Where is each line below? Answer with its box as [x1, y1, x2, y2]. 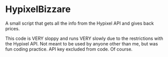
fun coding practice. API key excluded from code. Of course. [5, 46, 133, 52]
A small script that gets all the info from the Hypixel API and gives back [5, 20, 154, 26]
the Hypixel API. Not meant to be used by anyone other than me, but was [5, 40, 158, 46]
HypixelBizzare [5, 4, 71, 15]
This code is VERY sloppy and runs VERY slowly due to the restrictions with [5, 35, 163, 41]
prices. [5, 25, 20, 31]
